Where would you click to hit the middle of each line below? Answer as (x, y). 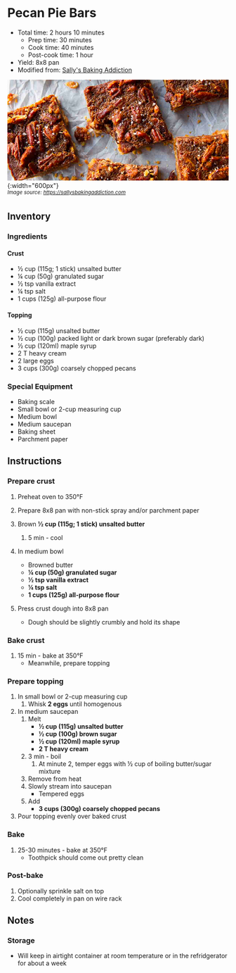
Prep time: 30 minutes (60, 39)
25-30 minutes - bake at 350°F (62, 850)
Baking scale (36, 401)
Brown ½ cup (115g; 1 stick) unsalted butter (81, 524)
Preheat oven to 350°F (50, 496)
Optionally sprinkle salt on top (60, 891)
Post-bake (25, 876)
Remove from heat (55, 779)
